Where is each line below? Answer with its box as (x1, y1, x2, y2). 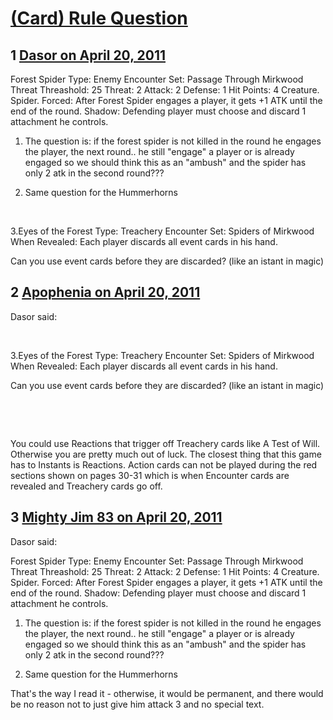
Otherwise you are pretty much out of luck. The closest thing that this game (10, 448, 322, 460)
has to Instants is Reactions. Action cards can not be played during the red (10, 458, 318, 471)
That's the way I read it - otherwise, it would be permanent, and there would (10, 687, 324, 699)
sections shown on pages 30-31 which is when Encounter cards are (10, 469, 290, 481)
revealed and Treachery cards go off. (10, 480, 163, 492)
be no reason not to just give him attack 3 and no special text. (10, 698, 265, 710)
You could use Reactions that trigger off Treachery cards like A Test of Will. (10, 437, 321, 449)
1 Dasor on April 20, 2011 (10, 47, 167, 64)
